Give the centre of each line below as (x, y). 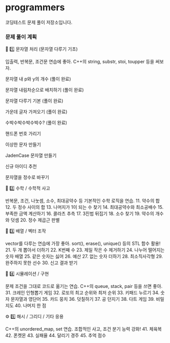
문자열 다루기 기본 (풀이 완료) (34, 101)
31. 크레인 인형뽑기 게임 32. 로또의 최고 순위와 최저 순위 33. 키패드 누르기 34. (82, 293)
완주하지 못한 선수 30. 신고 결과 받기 (41, 263)
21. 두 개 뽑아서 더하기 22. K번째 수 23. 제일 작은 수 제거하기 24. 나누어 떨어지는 (85, 250)
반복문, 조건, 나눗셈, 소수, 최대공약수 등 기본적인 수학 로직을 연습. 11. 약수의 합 (83, 201)
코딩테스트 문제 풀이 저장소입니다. (39, 22)
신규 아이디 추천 (21, 167)
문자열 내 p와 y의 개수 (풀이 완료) (38, 79)
